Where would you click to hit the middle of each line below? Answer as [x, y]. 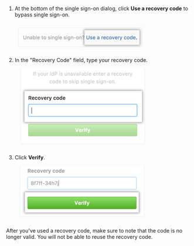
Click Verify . [30, 157]
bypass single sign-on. [42, 15]
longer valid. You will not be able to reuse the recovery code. [79, 237]
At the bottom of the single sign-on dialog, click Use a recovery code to [101, 8]
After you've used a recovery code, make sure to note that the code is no [94, 230]
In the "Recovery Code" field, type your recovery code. [81, 60]
